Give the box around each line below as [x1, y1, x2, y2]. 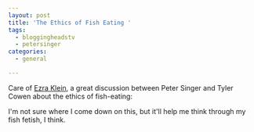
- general [15, 55, 47, 63]
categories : [8, 48, 47, 55]
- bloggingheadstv [15, 33, 76, 41]
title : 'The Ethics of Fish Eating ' [8, 19, 132, 27]
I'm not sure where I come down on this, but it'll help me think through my [8, 106, 246, 116]
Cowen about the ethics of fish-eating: [8, 91, 133, 101]
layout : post [8, 11, 51, 20]
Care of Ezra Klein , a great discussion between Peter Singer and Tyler [8, 83, 234, 92]
